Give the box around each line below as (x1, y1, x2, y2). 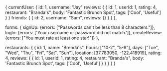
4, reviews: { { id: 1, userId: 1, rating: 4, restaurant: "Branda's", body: (5, 55, 145, 61)
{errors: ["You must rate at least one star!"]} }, (5, 35, 100, 41)
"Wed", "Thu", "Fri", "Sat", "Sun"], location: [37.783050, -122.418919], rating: (5, 50, 162, 56)
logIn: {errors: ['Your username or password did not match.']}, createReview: (5, 30, 163, 35)
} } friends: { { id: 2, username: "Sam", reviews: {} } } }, (5, 15, 117, 20)
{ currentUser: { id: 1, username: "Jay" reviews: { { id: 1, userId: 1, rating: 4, (5, 4, 157, 10)
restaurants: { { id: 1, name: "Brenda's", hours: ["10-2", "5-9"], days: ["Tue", (5, 45, 159, 50)
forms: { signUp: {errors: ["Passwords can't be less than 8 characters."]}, (5, 24, 156, 30)
